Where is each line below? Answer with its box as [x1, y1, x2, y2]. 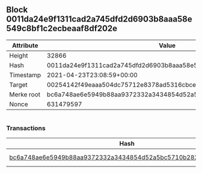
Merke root [9, 90, 41, 98]
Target [9, 80, 28, 89]
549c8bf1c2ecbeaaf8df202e [6, 23, 118, 34]
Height [9, 51, 28, 59]
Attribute [11, 41, 38, 50]
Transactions [6, 124, 46, 132]
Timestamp [9, 71, 41, 79]
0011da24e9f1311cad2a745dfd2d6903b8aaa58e [6, 14, 192, 25]
